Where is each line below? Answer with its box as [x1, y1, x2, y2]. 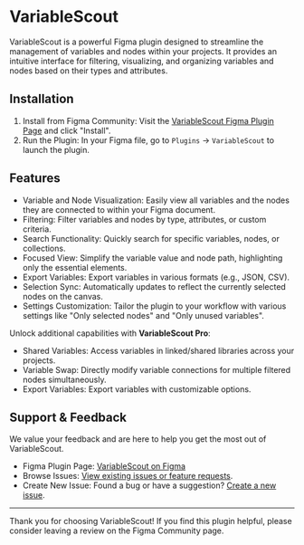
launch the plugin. [22, 144, 90, 155]
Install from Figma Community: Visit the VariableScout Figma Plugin [22, 115, 274, 126]
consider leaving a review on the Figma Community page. [9, 525, 224, 536]
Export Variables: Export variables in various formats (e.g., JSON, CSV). [22, 272, 290, 282]
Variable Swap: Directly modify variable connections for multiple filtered [22, 364, 291, 375]
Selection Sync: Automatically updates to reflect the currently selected [22, 281, 287, 292]
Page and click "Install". [22, 125, 111, 136]
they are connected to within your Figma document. [22, 204, 215, 215]
